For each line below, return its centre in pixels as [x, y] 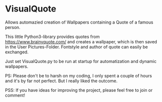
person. [13, 27]
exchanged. [17, 52]
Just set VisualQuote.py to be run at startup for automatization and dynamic [81, 61]
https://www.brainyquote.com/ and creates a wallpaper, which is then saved [81, 41]
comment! [15, 95]
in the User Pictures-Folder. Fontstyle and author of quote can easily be [76, 47]
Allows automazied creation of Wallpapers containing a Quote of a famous [79, 22]
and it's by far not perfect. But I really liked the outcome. [61, 81]
